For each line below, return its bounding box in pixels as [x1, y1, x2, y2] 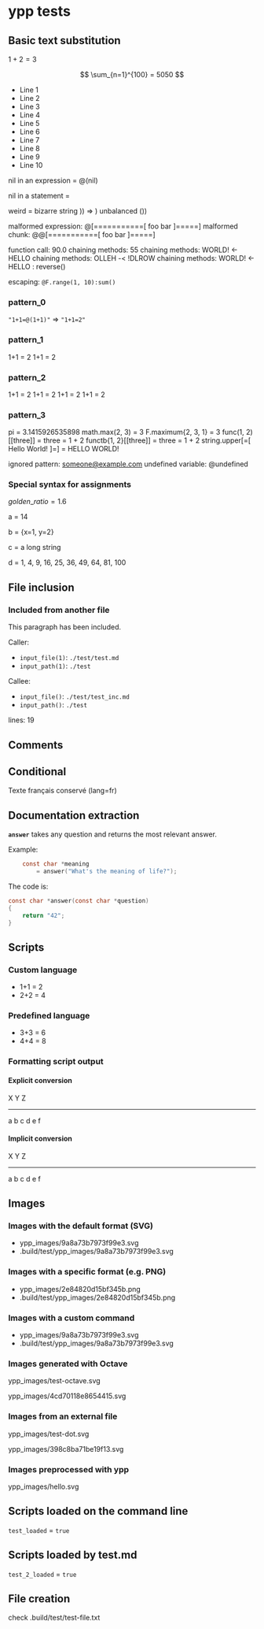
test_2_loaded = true [8, 1569, 77, 1579]
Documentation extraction [8, 808, 140, 822]
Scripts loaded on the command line [8, 1505, 189, 1518]
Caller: [8, 637, 30, 648]
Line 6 [19, 127, 41, 136]
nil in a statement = [8, 191, 71, 200]
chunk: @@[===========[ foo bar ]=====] [8, 230, 156, 239]
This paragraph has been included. [8, 622, 122, 632]
